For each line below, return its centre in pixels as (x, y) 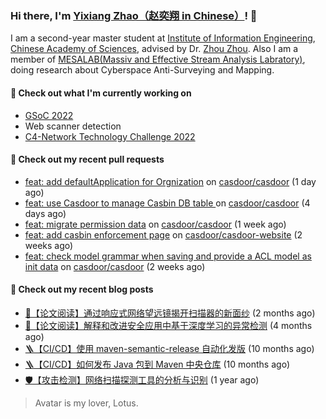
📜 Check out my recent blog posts (82, 289)
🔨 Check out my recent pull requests (87, 159)
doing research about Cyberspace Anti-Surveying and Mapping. (142, 70)
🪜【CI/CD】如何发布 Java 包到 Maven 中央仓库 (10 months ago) (157, 364)
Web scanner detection (73, 126)
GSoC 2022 (49, 115)
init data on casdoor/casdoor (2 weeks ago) (115, 266)
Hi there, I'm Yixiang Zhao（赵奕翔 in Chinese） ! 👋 (134, 15)
